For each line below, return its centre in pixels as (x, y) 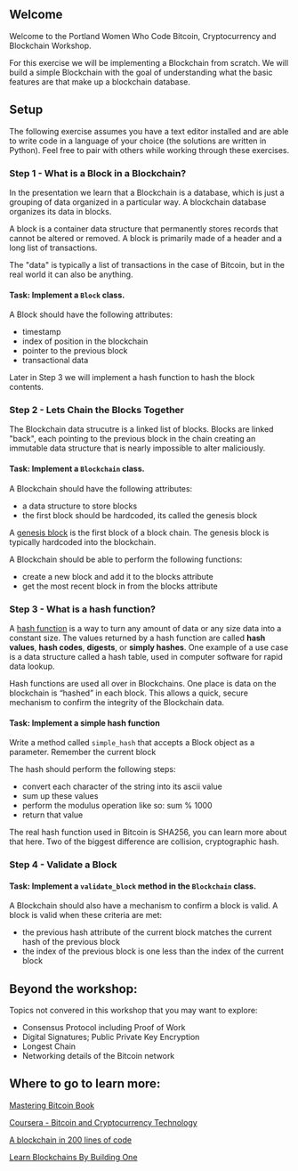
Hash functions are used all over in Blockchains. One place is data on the (143, 683)
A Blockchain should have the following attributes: (101, 488)
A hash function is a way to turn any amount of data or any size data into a (145, 628)
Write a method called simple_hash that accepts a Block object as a (132, 743)
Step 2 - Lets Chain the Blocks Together (97, 411)
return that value (52, 815)
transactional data (55, 361)
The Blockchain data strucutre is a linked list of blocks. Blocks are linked (141, 429)
